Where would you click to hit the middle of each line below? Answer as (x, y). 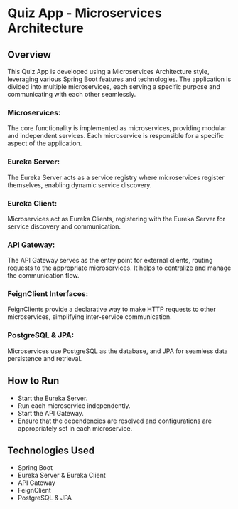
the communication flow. (43, 276)
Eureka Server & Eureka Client (62, 476)
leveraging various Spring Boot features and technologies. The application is (119, 79)
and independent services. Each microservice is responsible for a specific (116, 136)
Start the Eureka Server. (53, 398)
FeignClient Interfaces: (48, 294)
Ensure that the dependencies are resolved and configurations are (114, 421)
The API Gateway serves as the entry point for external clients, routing (110, 261)
